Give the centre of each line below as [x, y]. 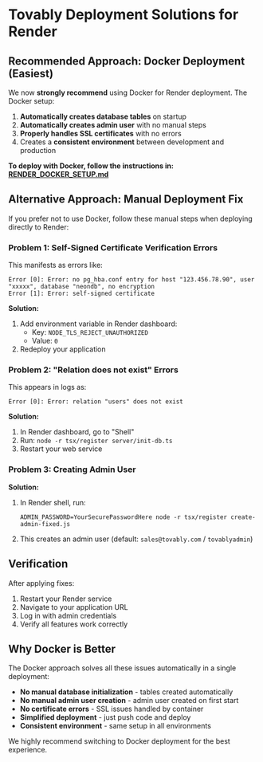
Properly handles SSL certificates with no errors [100, 134]
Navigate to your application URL [74, 607]
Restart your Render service [66, 599]
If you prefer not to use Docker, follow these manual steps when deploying [130, 218]
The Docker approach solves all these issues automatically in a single [122, 668]
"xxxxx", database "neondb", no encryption [82, 287]
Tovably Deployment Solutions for [124, 15]
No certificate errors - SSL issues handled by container [112, 709]
